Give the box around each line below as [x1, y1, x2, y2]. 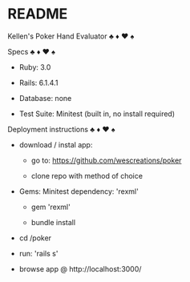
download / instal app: [18, 139, 93, 149]
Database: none [18, 93, 72, 103]
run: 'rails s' [18, 248, 59, 258]
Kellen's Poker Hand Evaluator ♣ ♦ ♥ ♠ [7, 31, 135, 41]
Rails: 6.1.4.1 [18, 78, 59, 87]
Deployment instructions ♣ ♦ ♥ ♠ [7, 124, 115, 134]
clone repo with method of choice [30, 171, 144, 180]
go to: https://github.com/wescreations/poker [30, 155, 182, 165]
